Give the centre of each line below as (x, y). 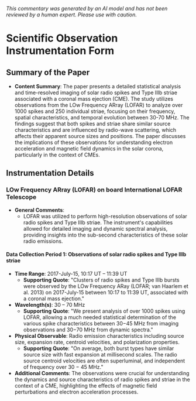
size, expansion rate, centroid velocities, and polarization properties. (97, 342)
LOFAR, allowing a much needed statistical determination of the (100, 317)
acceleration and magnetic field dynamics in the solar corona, (89, 148)
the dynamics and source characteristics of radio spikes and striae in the (102, 379)
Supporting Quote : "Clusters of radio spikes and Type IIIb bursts (101, 280)
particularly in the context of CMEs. (57, 155)
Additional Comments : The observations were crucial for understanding (102, 373)
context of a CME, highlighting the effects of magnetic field (86, 385)
